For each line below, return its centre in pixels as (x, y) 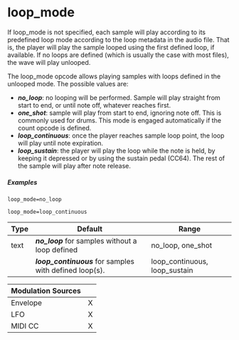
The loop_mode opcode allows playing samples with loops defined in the (114, 76)
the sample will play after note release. (74, 165)
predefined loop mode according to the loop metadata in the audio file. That (118, 39)
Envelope (27, 302)
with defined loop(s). (70, 270)
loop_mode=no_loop (34, 199)
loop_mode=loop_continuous (47, 212)
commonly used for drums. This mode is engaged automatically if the (119, 120)
